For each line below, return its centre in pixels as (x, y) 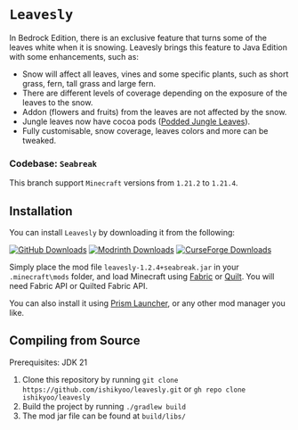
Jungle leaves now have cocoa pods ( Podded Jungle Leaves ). (136, 121)
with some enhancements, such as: (74, 56)
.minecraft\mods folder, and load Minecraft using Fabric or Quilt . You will (142, 277)
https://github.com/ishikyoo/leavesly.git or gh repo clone (134, 389)
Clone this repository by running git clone (100, 379)
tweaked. (39, 140)
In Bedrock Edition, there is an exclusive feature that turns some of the (138, 37)
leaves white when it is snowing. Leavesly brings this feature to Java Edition (148, 47)
